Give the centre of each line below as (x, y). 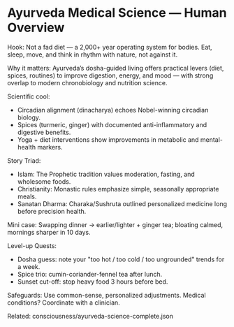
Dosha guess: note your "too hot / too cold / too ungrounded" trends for (121, 259)
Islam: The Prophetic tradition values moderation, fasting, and (106, 174)
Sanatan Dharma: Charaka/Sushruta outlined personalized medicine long (122, 203)
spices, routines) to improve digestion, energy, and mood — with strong (110, 75)
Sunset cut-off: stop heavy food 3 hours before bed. (93, 282)
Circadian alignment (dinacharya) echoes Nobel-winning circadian (113, 110)
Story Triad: (24, 160)
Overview (36, 28)
